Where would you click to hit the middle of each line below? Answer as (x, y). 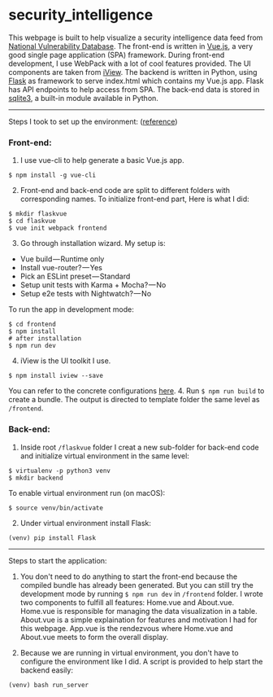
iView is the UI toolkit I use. (65, 361)
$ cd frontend (32, 324)
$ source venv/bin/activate (56, 508)
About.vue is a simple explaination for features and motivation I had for (139, 620)
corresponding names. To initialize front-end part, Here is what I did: (134, 199)
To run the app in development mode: (71, 309)
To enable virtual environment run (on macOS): (87, 493)
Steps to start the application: (58, 560)
